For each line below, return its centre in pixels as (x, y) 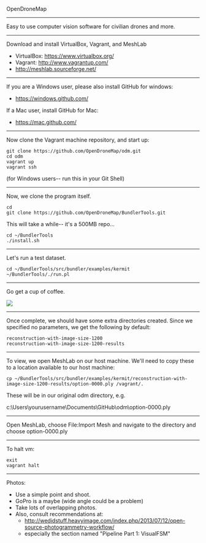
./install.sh (23, 241)
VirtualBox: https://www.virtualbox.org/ (65, 56)
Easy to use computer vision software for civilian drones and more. (91, 26)
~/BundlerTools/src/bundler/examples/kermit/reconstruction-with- (101, 379)
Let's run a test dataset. (36, 258)
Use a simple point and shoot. (53, 495)
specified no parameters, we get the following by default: (79, 327)
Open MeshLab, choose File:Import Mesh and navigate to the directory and (101, 425)
